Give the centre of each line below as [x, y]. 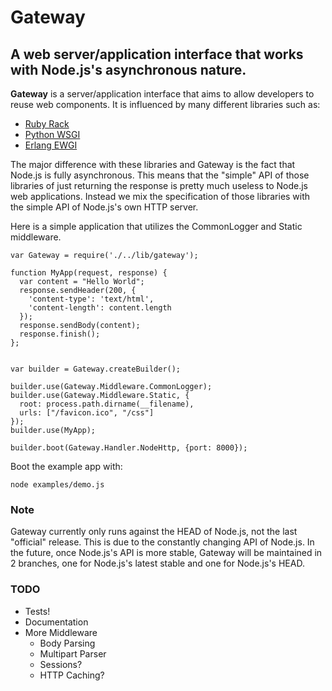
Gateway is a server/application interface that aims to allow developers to [162, 94]
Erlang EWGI [51, 145]
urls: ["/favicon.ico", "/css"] [87, 413]
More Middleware [61, 632]
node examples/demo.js [57, 485]
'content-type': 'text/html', [91, 299]
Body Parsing [67, 643]
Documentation [56, 622]
